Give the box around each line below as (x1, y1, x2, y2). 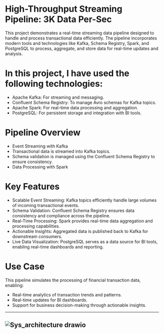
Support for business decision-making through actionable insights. (12, 302, 146, 308)
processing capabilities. (12, 223, 60, 229)
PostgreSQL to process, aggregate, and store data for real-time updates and (5, 45, 159, 51)
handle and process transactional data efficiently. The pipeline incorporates (5, 35, 157, 41)
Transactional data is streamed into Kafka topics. (12, 148, 111, 154)
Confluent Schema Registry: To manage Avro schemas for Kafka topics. (12, 99, 157, 105)
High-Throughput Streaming (5, 3, 123, 15)
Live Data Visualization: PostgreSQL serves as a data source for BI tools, (12, 238, 158, 245)
